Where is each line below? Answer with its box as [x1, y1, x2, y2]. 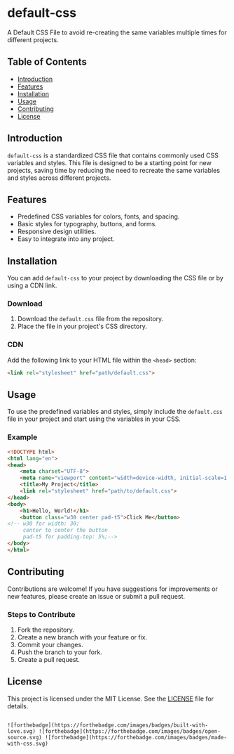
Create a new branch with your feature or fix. [17, 632, 148, 641]
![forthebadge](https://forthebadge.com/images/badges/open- [38, 727, 221, 735]
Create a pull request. [17, 655, 81, 663]
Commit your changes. [17, 640, 83, 649]
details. [7, 701, 29, 710]
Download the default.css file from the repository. [17, 315, 164, 323]
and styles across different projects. [7, 174, 111, 182]
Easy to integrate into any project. [17, 235, 115, 243]
